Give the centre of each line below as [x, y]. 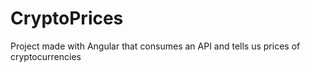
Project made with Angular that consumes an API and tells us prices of [155, 46]
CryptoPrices [67, 18]
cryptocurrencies [46, 56]
